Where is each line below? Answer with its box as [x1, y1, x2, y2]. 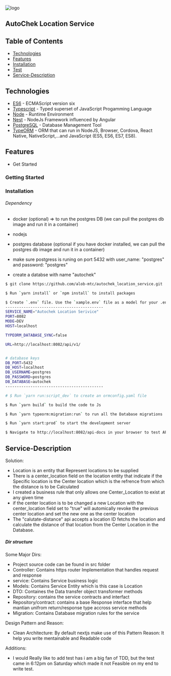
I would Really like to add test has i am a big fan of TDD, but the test [12, 655, 155, 661]
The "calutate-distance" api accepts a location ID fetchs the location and [12, 516, 165, 522]
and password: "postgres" [12, 261, 68, 267]
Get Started [12, 161, 37, 167]
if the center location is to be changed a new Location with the [12, 500, 144, 506]
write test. [12, 665, 34, 672]
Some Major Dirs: [5, 551, 42, 557]
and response [12, 572, 42, 578]
